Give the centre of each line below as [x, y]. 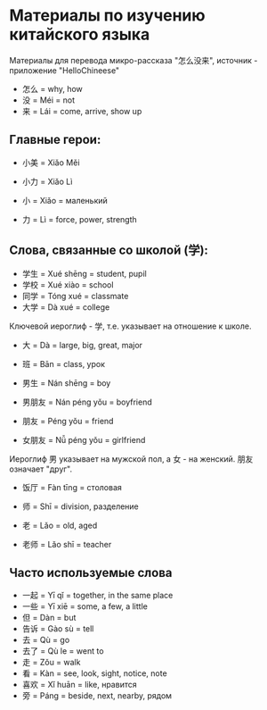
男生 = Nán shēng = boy [66, 383]
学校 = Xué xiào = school [68, 284]
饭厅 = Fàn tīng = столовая [72, 487]
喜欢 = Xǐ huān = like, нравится [79, 685]
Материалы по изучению [108, 16]
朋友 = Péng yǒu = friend [68, 421]
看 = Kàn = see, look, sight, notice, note [94, 673]
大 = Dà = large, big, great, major [82, 345]
